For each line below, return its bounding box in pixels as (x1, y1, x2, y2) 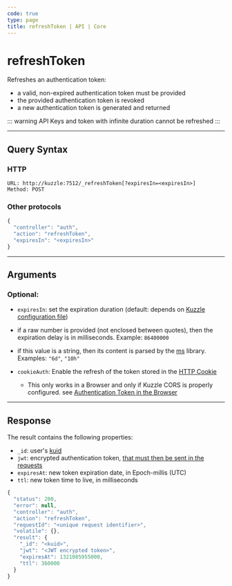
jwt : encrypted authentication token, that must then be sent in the (17, 454, 204, 462)
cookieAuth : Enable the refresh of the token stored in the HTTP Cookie (17, 368, 217, 376)
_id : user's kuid (17, 446, 62, 455)
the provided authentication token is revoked (17, 96, 145, 104)
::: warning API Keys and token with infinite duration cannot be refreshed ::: (7, 117, 221, 125)
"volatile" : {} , (13, 528, 60, 535)
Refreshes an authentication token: (7, 75, 107, 84)
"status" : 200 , (13, 495, 57, 503)
